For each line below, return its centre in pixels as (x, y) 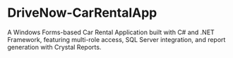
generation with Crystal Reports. (54, 47)
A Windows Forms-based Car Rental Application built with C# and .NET (111, 32)
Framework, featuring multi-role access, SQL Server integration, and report (116, 39)
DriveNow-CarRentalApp (82, 13)
